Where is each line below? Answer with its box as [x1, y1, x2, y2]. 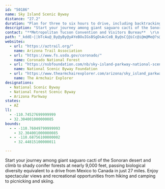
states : [5, 99, 21, 104]
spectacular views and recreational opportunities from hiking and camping [5, 173, 156, 179]
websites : [5, 39, 26, 44]
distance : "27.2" [5, 16, 41, 21]
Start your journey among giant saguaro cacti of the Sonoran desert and [5, 158, 151, 163]
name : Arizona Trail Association [14, 48, 82, 53]
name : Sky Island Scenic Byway [5, 12, 69, 17]
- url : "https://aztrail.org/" [9, 44, 74, 49]
